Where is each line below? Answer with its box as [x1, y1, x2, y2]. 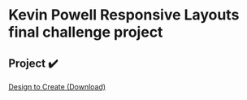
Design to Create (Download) [8, 82, 106, 91]
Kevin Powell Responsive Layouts [8, 6, 240, 24]
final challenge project [8, 23, 163, 41]
